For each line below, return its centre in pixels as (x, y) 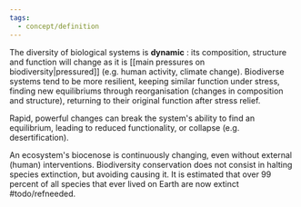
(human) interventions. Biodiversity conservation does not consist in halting (151, 164)
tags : (20, 18)
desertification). (40, 137)
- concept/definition (59, 26)
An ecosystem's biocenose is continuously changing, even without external (151, 154)
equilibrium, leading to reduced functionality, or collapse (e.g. (125, 127)
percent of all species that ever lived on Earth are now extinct (124, 183)
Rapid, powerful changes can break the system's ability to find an (132, 118)
